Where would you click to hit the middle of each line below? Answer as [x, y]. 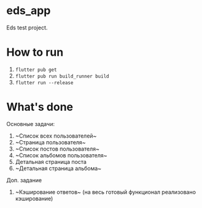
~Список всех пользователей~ [56, 136]
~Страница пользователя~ [50, 142]
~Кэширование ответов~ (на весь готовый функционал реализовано [106, 192]
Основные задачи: [31, 124]
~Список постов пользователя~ [57, 149]
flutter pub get [36, 70]
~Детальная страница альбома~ [58, 168]
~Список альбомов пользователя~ [61, 155]
